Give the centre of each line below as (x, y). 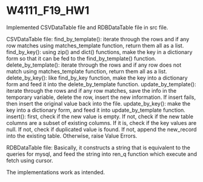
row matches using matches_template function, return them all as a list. (95, 45)
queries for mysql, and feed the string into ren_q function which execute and (102, 154)
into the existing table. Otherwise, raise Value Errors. (72, 136)
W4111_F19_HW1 (48, 11)
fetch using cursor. (30, 160)
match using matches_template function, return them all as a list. (87, 71)
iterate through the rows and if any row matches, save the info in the (92, 90)
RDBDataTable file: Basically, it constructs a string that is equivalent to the (98, 147)
